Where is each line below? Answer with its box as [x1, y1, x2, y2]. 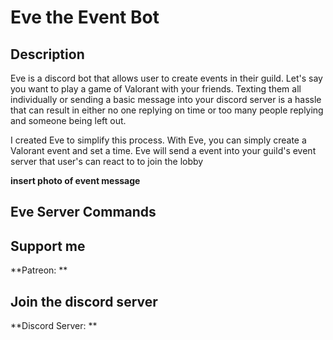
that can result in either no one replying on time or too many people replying [10, 104, 324, 116]
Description [10, 46, 85, 63]
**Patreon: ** [10, 264, 68, 276]
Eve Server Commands [10, 204, 157, 221]
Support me [10, 237, 86, 255]
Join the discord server [10, 293, 158, 310]
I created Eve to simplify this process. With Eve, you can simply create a [10, 134, 307, 146]
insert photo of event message [10, 175, 141, 186]
